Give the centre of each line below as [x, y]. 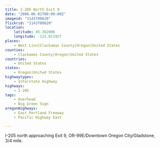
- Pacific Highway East [38, 117]
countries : [16, 59]
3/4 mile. [14, 140]
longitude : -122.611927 [38, 37]
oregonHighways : [21, 109]
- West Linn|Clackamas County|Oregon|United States [67, 45]
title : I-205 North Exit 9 [32, 9]
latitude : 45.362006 [34, 32]
